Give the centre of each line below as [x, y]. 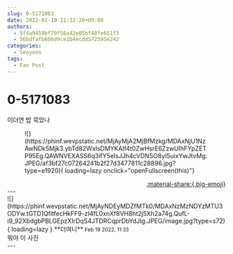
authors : [20, 26]
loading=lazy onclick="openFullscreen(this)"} [130, 170]
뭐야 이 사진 [23, 237]
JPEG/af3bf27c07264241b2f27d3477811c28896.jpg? [100, 163]
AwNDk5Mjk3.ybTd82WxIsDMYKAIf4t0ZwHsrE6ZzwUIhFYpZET [115, 148]
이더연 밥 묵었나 [29, 119]
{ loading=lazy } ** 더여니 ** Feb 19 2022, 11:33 [68, 229]
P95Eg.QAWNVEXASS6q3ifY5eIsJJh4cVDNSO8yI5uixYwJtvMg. [116, 155]
